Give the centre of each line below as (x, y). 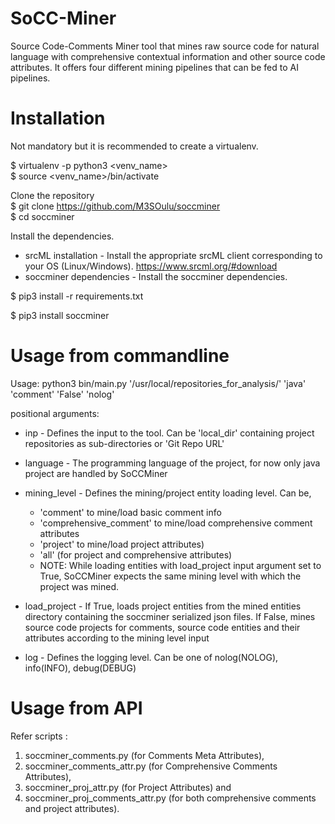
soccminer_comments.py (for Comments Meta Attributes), (144, 755)
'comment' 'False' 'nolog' (62, 394)
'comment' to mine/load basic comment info (130, 512)
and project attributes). (72, 808)
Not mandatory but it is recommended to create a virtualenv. (134, 146)
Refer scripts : (39, 736)
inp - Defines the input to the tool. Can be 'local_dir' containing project (169, 433)
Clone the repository (52, 195)
